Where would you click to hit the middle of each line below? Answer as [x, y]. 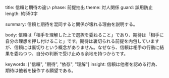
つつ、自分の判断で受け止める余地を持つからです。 [75, 53]
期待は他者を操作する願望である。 [41, 70]
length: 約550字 [21, 13]
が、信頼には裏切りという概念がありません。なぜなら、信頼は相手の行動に [82, 47]
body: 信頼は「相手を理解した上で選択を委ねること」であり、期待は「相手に [84, 35]
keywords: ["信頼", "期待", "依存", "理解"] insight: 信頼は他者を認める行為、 [83, 64]
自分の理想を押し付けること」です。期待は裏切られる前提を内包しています [82, 41]
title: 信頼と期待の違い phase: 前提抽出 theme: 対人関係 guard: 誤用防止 [79, 7]
